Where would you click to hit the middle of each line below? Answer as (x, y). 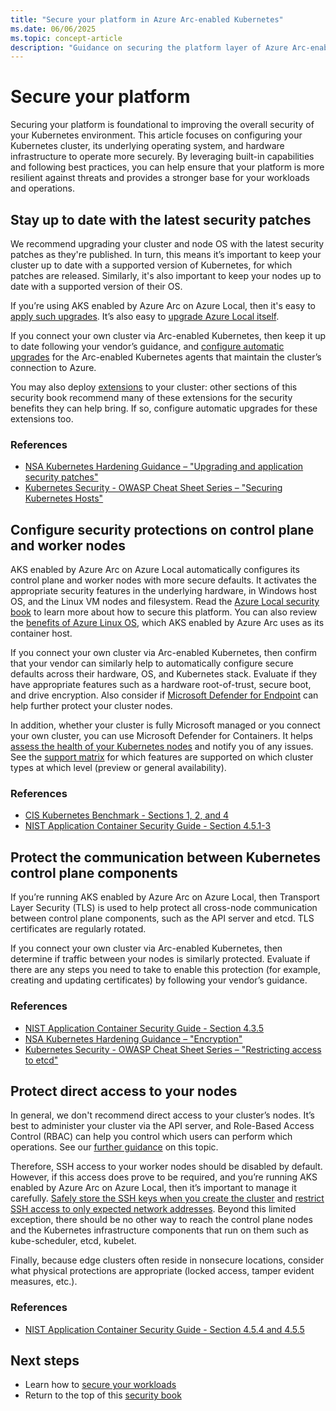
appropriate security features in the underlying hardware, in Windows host (164, 591)
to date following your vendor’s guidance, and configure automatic (147, 346)
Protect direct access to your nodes (124, 1091)
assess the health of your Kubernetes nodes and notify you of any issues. (162, 747)
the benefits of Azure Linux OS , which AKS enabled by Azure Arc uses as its (167, 623)
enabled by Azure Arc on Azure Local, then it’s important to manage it (153, 1188)
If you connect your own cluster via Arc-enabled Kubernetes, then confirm (164, 653)
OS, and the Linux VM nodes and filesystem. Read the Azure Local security (165, 602)
